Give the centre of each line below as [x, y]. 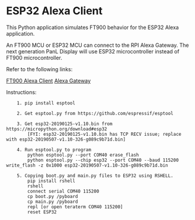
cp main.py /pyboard [53, 202]
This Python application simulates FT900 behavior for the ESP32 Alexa [92, 27]
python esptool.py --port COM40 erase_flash [83, 155]
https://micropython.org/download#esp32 [57, 129]
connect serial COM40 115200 [63, 191]
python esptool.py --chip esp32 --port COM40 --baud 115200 [103, 160]
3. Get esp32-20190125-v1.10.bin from [65, 124]
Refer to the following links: [39, 69]
